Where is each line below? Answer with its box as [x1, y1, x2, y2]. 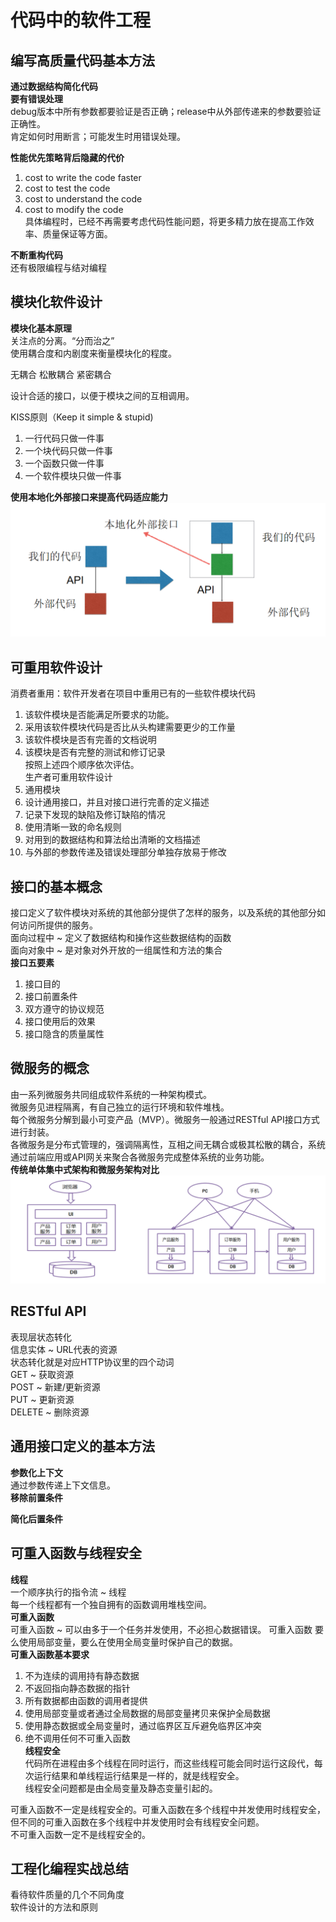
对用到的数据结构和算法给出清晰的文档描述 [24, 834, 201, 846]
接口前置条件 [24, 991, 78, 1003]
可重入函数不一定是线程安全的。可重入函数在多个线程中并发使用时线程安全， [10, 1803, 326, 1815]
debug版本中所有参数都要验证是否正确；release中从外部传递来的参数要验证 [10, 106, 322, 117]
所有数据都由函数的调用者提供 [24, 1694, 148, 1706]
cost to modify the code [24, 204, 124, 215]
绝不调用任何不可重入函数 [24, 1732, 131, 1744]
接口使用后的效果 [24, 1016, 96, 1028]
